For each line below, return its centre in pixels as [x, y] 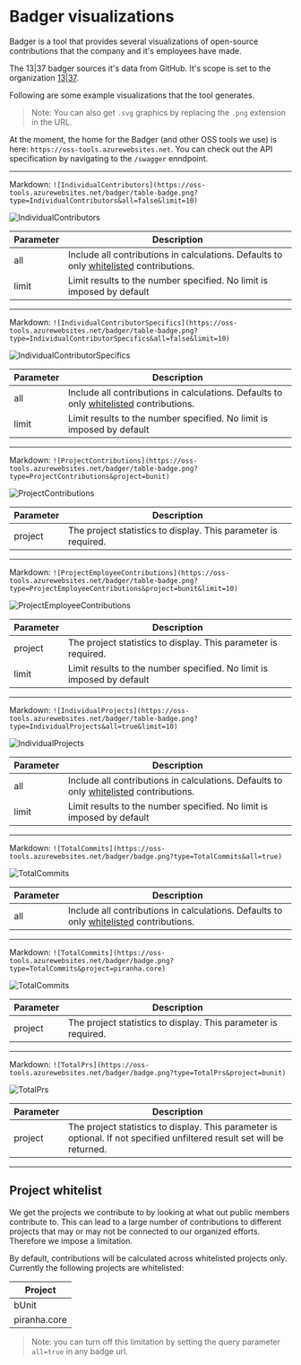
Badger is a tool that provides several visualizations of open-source [134, 41]
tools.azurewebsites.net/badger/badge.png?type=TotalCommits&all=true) [146, 856]
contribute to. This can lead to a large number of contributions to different [146, 1222]
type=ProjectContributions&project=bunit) [90, 476]
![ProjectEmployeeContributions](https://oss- [141, 573]
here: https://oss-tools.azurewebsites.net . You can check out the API [141, 149]
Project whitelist [56, 1191]
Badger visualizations [92, 17]
